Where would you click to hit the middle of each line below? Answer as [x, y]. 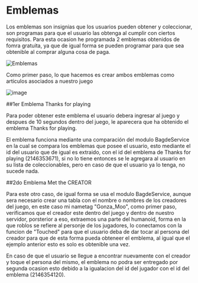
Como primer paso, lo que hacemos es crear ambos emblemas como [90, 75]
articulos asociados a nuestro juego [50, 81]
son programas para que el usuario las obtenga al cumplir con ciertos [91, 33]
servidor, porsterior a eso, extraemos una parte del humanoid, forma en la [96, 219]
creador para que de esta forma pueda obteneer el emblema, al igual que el [98, 238]
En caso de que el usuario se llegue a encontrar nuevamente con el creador [98, 256]
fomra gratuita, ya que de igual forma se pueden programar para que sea [95, 46]
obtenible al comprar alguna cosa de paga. [58, 52]
